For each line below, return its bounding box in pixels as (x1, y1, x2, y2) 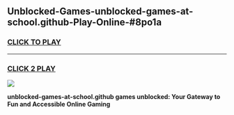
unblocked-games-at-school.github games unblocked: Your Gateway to (7, 92, 221, 100)
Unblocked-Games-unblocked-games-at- (7, 6, 194, 17)
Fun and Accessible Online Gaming (7, 100, 111, 108)
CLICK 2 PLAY (7, 63, 56, 73)
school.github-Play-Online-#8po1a (7, 17, 162, 29)
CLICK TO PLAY (7, 38, 61, 47)
